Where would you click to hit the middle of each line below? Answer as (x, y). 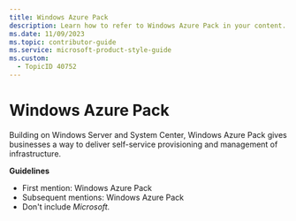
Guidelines (30, 171)
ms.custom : (29, 58)
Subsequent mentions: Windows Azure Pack (102, 197)
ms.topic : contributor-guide (63, 42)
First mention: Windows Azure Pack (87, 187)
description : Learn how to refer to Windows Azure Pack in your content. (148, 26)
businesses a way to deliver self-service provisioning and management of (144, 144)
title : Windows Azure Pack (59, 17)
